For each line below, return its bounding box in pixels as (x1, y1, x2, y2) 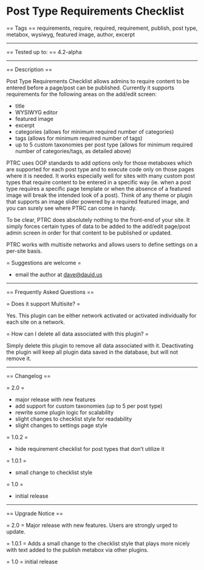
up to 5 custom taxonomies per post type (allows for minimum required (15, 141, 193, 148)
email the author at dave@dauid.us (15, 270, 103, 278)
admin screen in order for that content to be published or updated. (6, 229, 172, 236)
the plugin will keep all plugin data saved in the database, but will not (6, 348, 178, 355)
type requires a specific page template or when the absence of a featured (6, 185, 191, 192)
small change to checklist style (15, 469, 93, 476)
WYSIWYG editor (15, 108, 58, 116)
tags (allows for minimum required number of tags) (15, 134, 143, 142)
